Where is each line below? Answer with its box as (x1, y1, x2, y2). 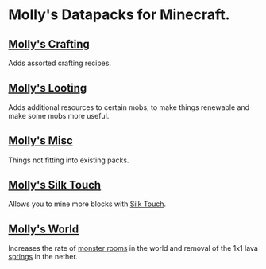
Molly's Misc (8, 134, 73, 148)
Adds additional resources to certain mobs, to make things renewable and (8, 102, 250, 112)
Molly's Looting (8, 81, 87, 95)
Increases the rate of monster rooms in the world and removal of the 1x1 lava (8, 244, 258, 253)
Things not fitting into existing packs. (8, 155, 129, 165)
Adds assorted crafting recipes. (8, 58, 112, 68)
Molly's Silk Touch (8, 178, 102, 192)
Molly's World (8, 222, 79, 236)
